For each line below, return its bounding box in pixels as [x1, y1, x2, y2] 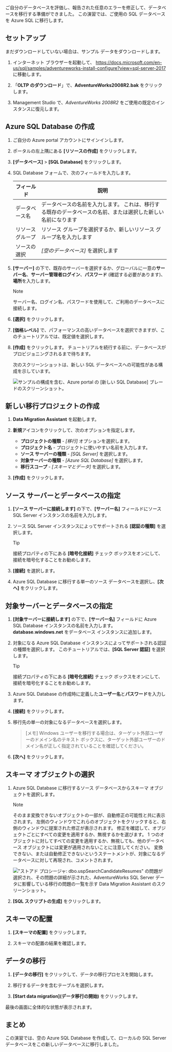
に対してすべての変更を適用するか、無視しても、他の [35, 837, 147, 844]
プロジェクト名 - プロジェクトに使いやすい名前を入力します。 [20, 445, 150, 451]
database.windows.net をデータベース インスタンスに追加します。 [12, 629, 155, 635]
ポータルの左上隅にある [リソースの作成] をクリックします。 [12, 148, 140, 154]
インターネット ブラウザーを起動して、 [12, 59, 95, 65]
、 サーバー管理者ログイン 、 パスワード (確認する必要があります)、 [26, 271, 165, 277]
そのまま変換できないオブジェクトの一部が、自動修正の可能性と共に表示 [12, 812, 165, 818]
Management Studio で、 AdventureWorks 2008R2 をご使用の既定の [12, 99, 156, 105]
